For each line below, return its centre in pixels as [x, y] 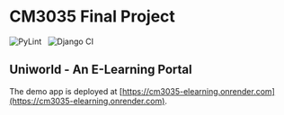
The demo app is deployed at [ [66, 91]
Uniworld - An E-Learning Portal [101, 70]
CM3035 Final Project [92, 17]
